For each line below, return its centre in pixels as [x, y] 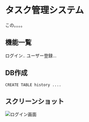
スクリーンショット [34, 101]
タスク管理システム [44, 10]
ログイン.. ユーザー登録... [31, 55]
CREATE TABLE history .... [33, 85]
